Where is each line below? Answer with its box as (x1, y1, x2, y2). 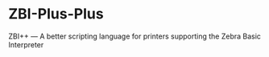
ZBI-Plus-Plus (8, 5, 104, 23)
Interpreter (8, 39, 44, 49)
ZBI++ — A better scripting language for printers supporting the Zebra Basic (8, 31, 262, 41)
